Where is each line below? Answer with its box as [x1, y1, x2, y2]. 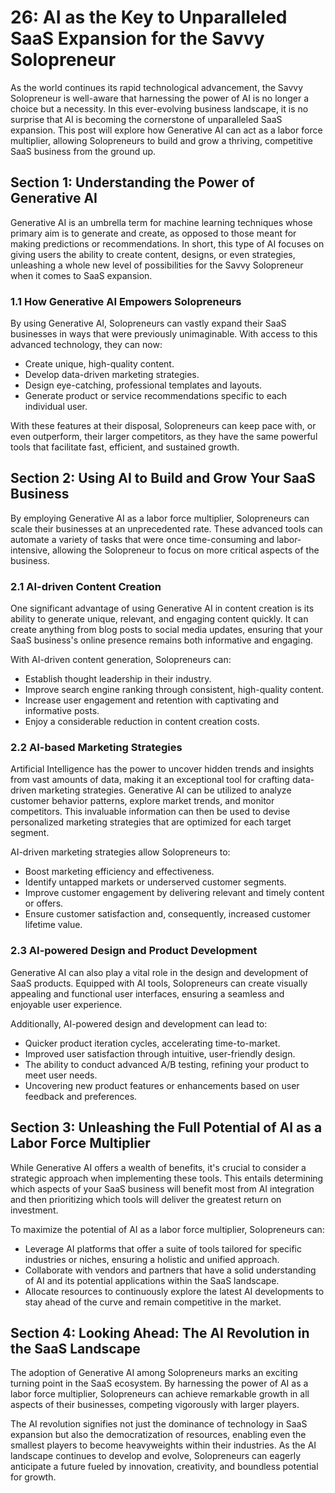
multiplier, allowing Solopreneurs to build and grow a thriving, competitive [10, 134, 314, 146]
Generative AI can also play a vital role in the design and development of [10, 966, 309, 978]
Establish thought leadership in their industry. [24, 673, 212, 685]
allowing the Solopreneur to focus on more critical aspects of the [52, 544, 320, 556]
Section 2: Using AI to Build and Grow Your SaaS [10, 470, 316, 487]
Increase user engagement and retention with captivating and [24, 694, 280, 706]
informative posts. [24, 705, 100, 717]
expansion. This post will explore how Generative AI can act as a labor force [10, 124, 323, 136]
